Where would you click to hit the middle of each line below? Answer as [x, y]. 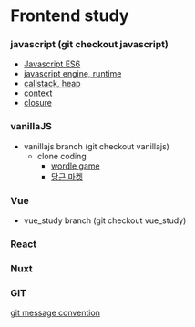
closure [38, 103]
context [38, 93]
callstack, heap [52, 84]
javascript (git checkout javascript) [90, 45]
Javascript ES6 [52, 64]
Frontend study [70, 16]
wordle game [75, 166]
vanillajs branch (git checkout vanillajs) [96, 146]
